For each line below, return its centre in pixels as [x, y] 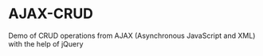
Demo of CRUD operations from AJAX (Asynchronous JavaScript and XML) [132, 35]
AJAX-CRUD [51, 14]
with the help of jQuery [46, 43]
